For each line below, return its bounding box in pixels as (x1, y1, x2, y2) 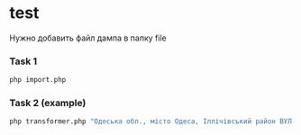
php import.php (9, 76, 67, 85)
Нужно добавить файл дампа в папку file (9, 32, 167, 43)
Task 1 (9, 55, 38, 67)
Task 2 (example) (9, 97, 87, 110)
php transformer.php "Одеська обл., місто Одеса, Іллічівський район (9, 117, 277, 126)
